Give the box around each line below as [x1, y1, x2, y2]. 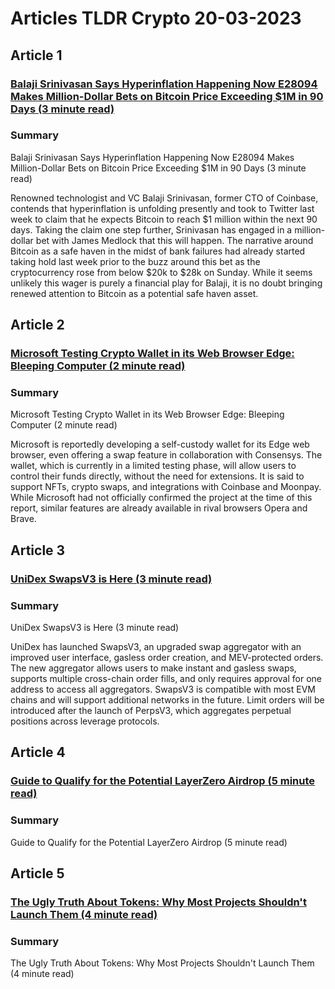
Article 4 [10, 744, 66, 761]
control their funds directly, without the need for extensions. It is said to [10, 470, 305, 482]
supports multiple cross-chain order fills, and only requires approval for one [10, 673, 323, 685]
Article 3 [10, 542, 66, 559]
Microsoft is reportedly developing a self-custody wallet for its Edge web [10, 438, 310, 451]
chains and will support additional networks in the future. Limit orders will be [10, 694, 325, 706]
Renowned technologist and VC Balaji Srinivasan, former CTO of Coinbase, [10, 192, 319, 204]
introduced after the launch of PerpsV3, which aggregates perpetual [10, 705, 292, 717]
